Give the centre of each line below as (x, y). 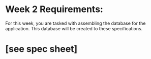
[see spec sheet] (41, 49)
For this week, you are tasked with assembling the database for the (75, 23)
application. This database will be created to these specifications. (74, 28)
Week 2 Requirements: (54, 9)
